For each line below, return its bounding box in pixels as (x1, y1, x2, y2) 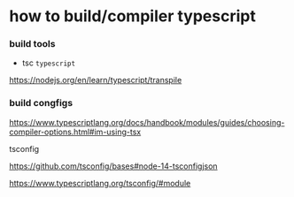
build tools (9, 38, 56, 50)
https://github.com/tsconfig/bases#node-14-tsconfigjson (9, 161, 219, 171)
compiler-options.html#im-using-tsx (9, 126, 142, 137)
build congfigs (9, 97, 73, 110)
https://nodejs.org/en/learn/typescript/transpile (9, 75, 182, 86)
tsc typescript (21, 57, 76, 68)
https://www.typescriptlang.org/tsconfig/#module (9, 178, 191, 188)
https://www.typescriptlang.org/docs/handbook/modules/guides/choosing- (9, 117, 285, 127)
